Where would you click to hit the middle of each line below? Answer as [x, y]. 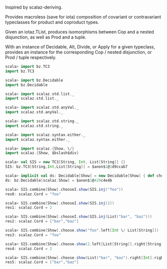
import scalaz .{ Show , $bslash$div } [42, 153]
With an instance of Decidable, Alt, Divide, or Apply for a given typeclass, [80, 47]
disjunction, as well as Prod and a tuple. [46, 37]
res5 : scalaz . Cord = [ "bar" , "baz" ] [42, 262]
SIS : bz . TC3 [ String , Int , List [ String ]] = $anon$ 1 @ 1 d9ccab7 [66, 167]
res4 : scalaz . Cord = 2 [29, 249]
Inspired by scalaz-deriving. [34, 7]
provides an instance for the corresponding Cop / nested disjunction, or [79, 52]
